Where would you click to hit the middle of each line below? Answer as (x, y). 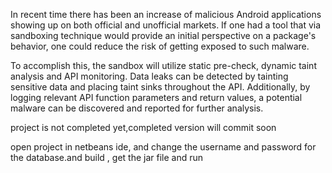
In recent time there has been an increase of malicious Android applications (166, 14)
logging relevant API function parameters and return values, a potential (156, 97)
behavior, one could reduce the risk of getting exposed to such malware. (160, 46)
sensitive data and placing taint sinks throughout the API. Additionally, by (160, 87)
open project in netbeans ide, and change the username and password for (163, 147)
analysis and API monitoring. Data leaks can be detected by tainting (149, 76)
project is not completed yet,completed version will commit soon (143, 127)
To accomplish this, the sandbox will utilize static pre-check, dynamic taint (163, 65)
